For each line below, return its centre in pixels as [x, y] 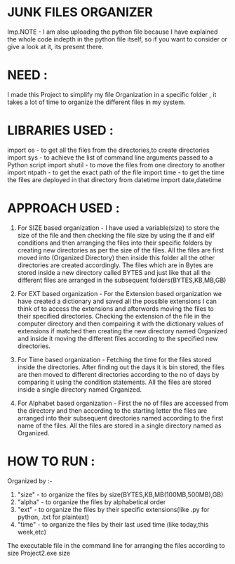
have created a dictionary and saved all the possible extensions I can [117, 301]
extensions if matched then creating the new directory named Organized [122, 331]
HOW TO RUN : [51, 461]
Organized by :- [30, 481]
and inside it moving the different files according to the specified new [118, 338]
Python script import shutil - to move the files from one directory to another [116, 165]
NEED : [27, 75]
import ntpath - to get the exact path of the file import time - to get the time [116, 172]
